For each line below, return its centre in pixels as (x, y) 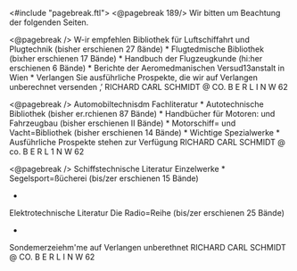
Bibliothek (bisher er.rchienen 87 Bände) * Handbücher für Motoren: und (142, 114)
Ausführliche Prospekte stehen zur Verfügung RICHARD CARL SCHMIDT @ (147, 142)
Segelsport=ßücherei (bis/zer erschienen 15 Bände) (104, 178)
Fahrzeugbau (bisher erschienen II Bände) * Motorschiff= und (123, 123)
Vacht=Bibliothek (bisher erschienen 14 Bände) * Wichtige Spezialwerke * (145, 132)
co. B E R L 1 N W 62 (47, 152)
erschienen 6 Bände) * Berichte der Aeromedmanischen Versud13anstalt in (147, 68)
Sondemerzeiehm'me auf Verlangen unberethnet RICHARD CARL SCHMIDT (148, 247)
